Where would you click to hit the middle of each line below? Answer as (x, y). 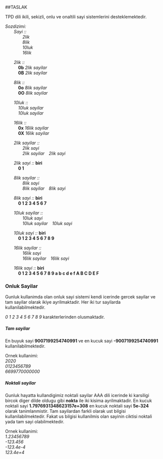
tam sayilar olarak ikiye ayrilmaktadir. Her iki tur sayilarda (63, 302)
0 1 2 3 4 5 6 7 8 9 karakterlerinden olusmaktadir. (55, 317)
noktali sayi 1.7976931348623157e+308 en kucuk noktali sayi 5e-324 (77, 406)
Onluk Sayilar (21, 286)
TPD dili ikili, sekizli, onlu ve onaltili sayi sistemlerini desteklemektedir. (76, 17)
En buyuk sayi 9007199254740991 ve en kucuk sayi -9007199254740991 (82, 341)
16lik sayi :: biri (29, 268)
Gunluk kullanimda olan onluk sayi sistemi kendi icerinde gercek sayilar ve (80, 297)
